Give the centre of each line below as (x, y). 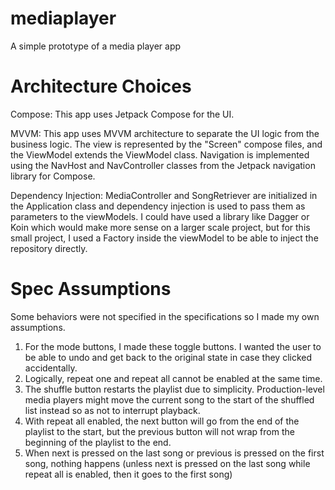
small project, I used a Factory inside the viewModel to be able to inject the (164, 238)
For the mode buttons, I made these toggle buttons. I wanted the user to (173, 346)
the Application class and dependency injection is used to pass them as (158, 206)
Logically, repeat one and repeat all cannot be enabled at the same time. (173, 378)
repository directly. (49, 248)
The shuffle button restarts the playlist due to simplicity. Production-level (174, 389)
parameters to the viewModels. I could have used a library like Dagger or (160, 216)
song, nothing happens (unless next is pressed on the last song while (167, 463)
